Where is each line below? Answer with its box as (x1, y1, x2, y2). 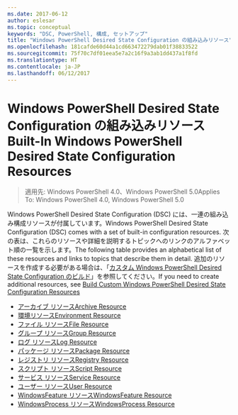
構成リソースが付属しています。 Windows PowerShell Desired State (13, 219, 209, 228)
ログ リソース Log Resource (17, 338, 98, 346)
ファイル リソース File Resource (17, 320, 109, 328)
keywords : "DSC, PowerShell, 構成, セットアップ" (7, 30, 149, 38)
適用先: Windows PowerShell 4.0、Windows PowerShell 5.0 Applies (24, 187, 220, 196)
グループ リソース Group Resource (17, 329, 117, 338)
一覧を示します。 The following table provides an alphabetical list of (25, 245, 222, 254)
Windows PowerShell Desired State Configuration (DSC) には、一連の (7, 210, 210, 218)
